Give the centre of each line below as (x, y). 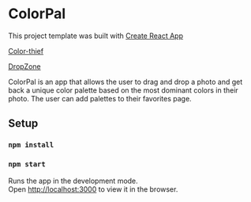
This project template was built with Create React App (96, 36)
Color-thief (26, 51)
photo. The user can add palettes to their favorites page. (100, 98)
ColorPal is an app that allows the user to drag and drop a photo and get (126, 82)
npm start (27, 164)
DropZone (24, 66)
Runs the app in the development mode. (73, 181)
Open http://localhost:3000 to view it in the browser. (93, 189)
